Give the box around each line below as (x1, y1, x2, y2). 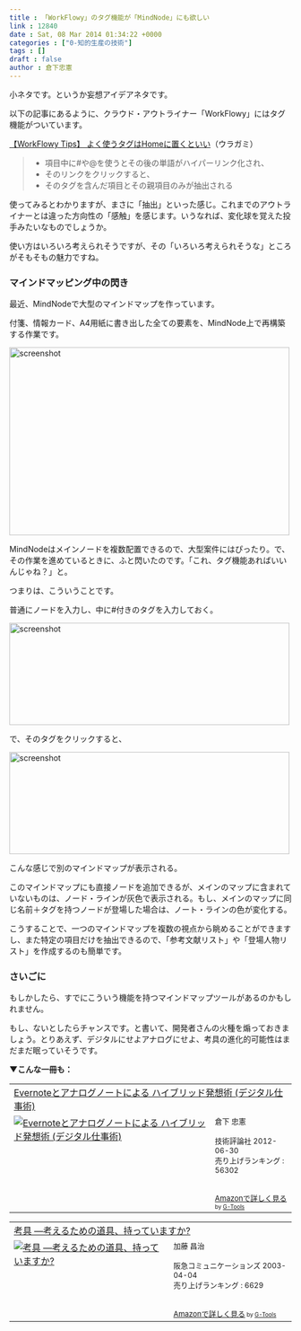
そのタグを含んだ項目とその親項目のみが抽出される (44, 180, 234, 190)
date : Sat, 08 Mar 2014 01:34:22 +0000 (9, 30, 163, 39)
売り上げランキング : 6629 (173, 1281, 264, 1291)
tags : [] (9, 47, 47, 56)
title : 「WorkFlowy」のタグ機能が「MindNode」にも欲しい (9, 13, 211, 22)
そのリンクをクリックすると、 (44, 168, 155, 180)
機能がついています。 (9, 119, 88, 130)
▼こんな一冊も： (9, 1064, 73, 1075)
